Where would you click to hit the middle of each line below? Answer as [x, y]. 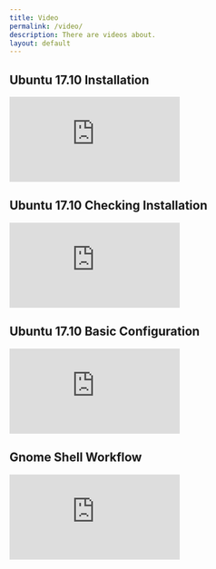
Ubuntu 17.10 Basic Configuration [105, 332]
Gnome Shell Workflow [76, 458]
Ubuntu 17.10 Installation [79, 79]
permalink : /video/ [46, 26]
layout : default [40, 43]
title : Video [34, 18]
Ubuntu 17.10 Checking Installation [108, 206]
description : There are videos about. [83, 34]
